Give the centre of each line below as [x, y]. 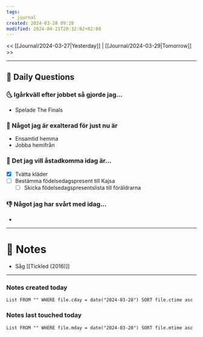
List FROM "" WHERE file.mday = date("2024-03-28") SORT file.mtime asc [100, 328]
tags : [13, 12]
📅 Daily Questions [40, 77]
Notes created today [37, 287]
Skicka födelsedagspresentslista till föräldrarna [82, 187]
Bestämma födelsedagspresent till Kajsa [65, 181]
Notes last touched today [44, 315]
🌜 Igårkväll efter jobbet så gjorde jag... [64, 94]
